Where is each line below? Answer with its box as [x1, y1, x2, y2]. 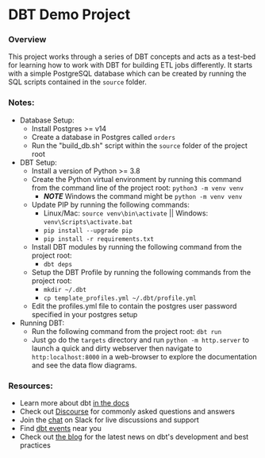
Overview [8, 34, 47, 45]
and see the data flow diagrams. [31, 360, 137, 370]
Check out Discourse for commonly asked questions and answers [19, 407, 236, 417]
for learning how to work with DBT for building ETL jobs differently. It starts [8, 60, 252, 70]
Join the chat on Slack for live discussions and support [19, 415, 200, 425]
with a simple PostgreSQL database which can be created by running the [8, 69, 247, 79]
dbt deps [43, 260, 73, 268]
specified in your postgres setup [31, 309, 138, 319]
